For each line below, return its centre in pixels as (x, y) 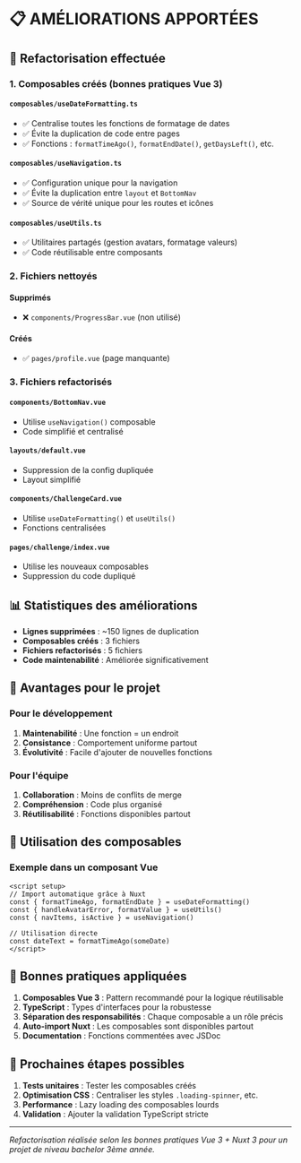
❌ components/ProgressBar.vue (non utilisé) (101, 317)
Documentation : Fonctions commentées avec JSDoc (121, 1036)
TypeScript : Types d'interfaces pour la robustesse (117, 1007)
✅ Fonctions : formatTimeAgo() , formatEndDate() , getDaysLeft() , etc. (148, 143)
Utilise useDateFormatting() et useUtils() (99, 518)
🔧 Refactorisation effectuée (87, 58)
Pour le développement (61, 713)
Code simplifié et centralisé (73, 431)
